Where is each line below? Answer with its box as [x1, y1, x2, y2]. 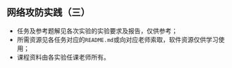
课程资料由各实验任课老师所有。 [16, 53, 110, 61]
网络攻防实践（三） [6, 6, 90, 19]
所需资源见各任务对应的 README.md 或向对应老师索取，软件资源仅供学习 [16, 35, 219, 43]
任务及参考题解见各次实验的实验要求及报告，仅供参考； [16, 27, 178, 35]
